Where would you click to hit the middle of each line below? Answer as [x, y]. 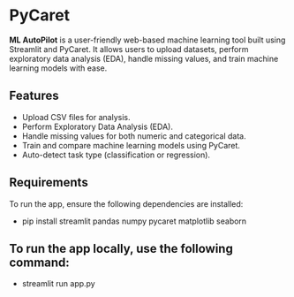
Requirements [49, 183]
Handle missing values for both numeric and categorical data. [134, 136]
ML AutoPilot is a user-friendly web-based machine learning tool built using [147, 40]
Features [34, 96]
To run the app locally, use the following [121, 248]
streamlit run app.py [58, 284]
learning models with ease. [58, 68]
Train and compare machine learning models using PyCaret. [131, 145]
